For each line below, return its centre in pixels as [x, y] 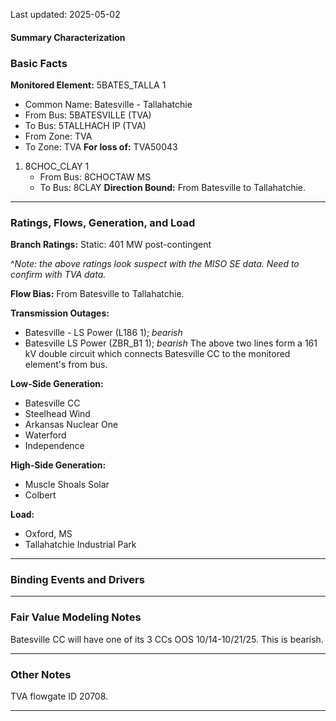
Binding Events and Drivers [77, 580]
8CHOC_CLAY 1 [57, 166]
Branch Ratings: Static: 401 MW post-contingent [111, 245]
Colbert [40, 495]
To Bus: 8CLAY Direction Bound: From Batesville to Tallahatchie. [173, 187]
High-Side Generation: [58, 465]
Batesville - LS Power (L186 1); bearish [103, 333]
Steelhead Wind [57, 414]
